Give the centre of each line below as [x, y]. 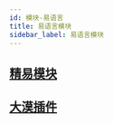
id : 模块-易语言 [37, 18]
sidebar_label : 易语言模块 [56, 34]
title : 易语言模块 [41, 26]
